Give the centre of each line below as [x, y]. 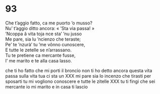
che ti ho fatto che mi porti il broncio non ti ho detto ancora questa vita [79, 70]
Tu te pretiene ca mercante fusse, [41, 55]
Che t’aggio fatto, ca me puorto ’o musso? [49, 23]
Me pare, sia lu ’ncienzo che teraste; [43, 39]
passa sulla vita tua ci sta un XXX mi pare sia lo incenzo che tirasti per [78, 76]
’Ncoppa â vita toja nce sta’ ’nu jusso [44, 34]
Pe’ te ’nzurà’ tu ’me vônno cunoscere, [45, 44]
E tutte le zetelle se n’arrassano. [38, 50]
